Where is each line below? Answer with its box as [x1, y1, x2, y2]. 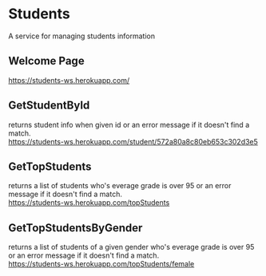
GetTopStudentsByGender [8, 221, 143, 235]
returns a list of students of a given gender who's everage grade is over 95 [8, 242, 255, 252]
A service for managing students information [8, 31, 156, 41]
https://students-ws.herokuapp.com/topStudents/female [8, 259, 195, 269]
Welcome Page [8, 54, 85, 68]
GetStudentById [8, 99, 90, 112]
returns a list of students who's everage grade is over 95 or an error [8, 181, 232, 191]
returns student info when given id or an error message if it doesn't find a [8, 120, 250, 129]
